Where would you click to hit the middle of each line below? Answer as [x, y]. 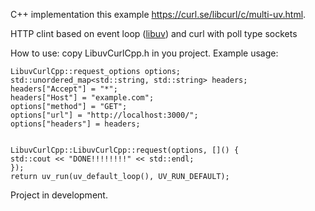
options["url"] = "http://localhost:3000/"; [104, 115]
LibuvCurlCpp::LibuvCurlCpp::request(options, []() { [125, 150]
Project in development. [59, 195]
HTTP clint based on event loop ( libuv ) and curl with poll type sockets [154, 33]
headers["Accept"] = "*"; [64, 89]
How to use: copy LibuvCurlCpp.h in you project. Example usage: [144, 53]
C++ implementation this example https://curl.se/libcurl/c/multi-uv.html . [158, 14]
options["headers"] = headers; [75, 124]
